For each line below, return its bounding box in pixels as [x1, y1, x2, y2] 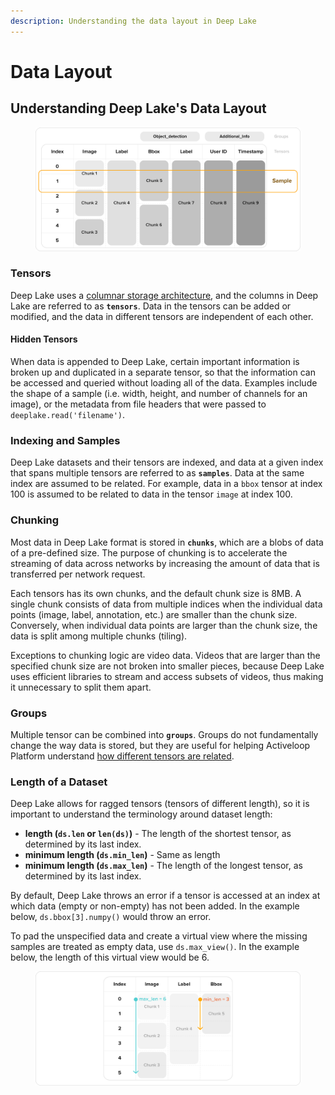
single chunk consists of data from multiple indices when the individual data [10, 598, 323, 610]
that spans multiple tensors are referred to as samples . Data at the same [10, 467, 305, 479]
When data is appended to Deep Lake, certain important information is [10, 356, 300, 368]
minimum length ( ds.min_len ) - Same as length [24, 849, 221, 861]
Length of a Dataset [10, 775, 108, 789]
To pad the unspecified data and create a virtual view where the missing [10, 930, 308, 942]
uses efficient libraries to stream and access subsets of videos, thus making [10, 670, 324, 682]
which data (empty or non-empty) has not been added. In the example [10, 900, 300, 912]
